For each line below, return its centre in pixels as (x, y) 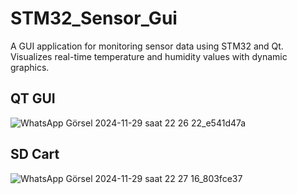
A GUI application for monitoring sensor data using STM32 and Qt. (147, 46)
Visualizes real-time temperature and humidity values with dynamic (149, 56)
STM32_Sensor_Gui (94, 18)
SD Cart (35, 154)
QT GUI (33, 98)
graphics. (30, 67)
